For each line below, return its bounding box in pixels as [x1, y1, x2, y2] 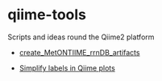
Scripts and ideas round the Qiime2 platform [7, 32, 155, 42]
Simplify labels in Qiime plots [19, 63, 116, 73]
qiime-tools [7, 6, 86, 24]
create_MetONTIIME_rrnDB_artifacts [19, 47, 140, 57]
